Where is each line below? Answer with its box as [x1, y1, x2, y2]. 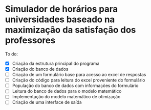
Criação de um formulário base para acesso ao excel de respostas [12, 72, 146, 78]
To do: [5, 51, 18, 57]
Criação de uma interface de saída [12, 99, 82, 105]
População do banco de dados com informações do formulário [12, 82, 139, 89]
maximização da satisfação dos [5, 25, 136, 35]
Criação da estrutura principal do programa [12, 60, 100, 66]
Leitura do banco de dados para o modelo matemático [12, 88, 122, 94]
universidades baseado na [5, 14, 115, 25]
